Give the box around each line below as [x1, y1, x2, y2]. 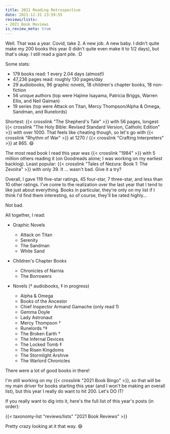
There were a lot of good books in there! [5, 367, 90, 374]
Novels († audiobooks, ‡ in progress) [12, 283, 90, 289]
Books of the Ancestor [20, 298, 68, 304]
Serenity [20, 237, 38, 243]
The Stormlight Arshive [20, 352, 69, 359]
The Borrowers [20, 273, 52, 279]
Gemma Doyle [20, 309, 50, 315]
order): [5, 403, 20, 410]
